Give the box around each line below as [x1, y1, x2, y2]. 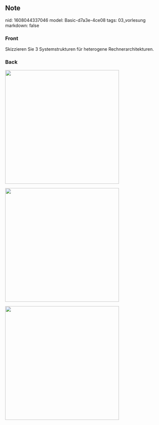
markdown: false [5, 22, 40, 28]
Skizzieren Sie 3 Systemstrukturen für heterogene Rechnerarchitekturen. [5, 46, 154, 52]
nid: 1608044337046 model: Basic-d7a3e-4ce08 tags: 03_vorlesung [5, 17, 146, 23]
